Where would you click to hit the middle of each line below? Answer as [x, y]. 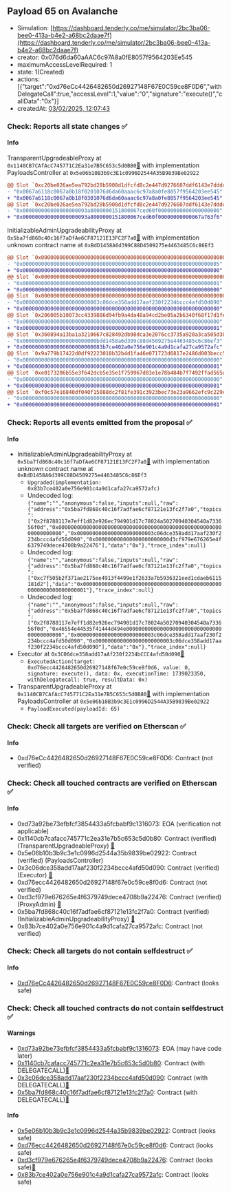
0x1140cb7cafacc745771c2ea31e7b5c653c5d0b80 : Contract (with [111, 1063]
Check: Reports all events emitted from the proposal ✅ [100, 423]
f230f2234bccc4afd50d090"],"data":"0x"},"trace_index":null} [117, 647]
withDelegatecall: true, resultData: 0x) [87, 680]
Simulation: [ [35, 28]
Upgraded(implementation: [64, 483]
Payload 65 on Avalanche [63, 11]
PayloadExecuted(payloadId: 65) [74, 709]
